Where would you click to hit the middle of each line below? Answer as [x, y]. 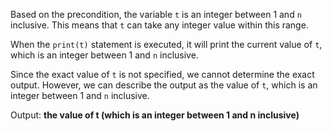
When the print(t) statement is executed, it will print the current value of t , [166, 44]
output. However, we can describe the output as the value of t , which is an [164, 85]
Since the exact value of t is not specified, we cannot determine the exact [162, 74]
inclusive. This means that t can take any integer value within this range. [159, 25]
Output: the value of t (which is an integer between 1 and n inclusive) [155, 115]
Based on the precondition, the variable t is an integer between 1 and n [156, 14]
